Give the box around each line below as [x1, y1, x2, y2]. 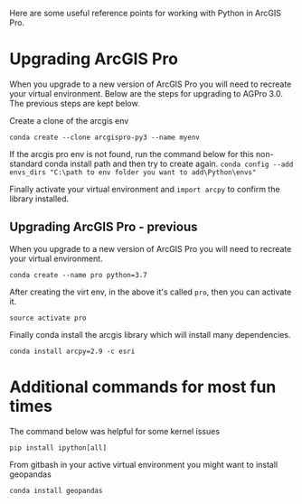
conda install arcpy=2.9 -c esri [9, 347, 136, 356]
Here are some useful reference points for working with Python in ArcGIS [9, 8, 282, 18]
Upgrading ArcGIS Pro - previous [9, 219, 198, 235]
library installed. [9, 193, 70, 204]
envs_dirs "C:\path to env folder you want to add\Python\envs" [9, 167, 257, 177]
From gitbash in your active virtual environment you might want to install [9, 459, 278, 470]
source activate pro [9, 313, 88, 322]
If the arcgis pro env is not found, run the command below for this [9, 148, 255, 159]
